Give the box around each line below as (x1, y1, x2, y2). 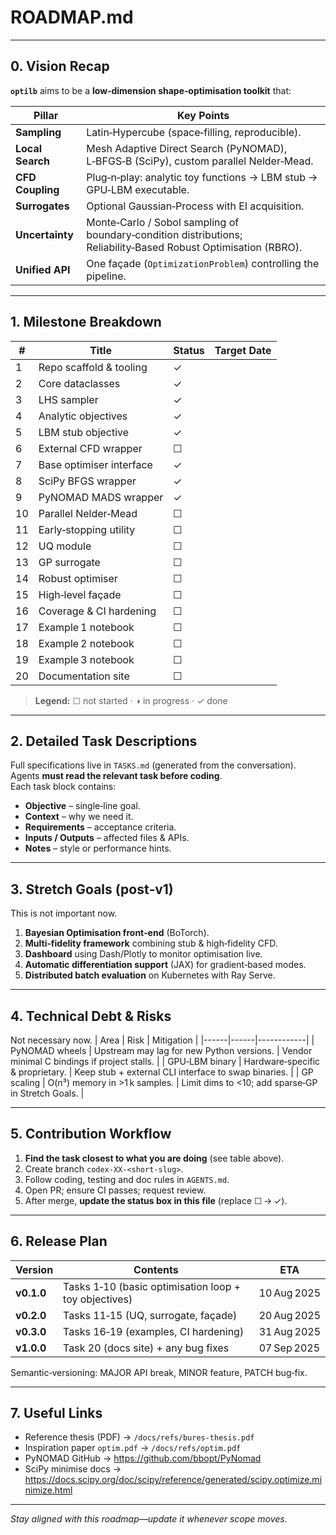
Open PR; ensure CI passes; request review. (24, 1184, 207, 1196)
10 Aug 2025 (258, 1286, 321, 1300)
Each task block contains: (10, 781, 117, 793)
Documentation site (38, 669, 130, 683)
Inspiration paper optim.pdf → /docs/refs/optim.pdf (24, 1442, 242, 1454)
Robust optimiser (38, 571, 118, 585)
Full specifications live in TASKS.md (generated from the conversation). (10, 759, 297, 771)
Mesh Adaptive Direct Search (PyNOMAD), (86, 141, 288, 155)
